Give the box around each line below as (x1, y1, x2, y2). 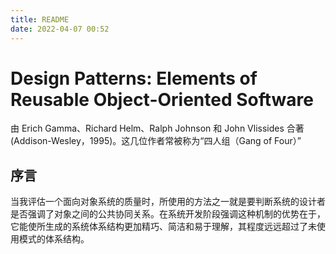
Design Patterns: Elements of (10, 67, 258, 90)
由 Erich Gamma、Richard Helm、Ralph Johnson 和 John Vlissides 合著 (10, 122, 305, 135)
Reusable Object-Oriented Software (10, 88, 314, 111)
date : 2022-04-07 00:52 (10, 24, 110, 34)
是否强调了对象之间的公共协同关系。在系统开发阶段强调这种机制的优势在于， (10, 208, 326, 220)
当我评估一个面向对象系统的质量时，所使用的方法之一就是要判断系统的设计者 (10, 196, 326, 208)
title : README (10, 14, 70, 25)
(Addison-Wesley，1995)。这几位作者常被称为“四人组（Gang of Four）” (10, 135, 302, 147)
